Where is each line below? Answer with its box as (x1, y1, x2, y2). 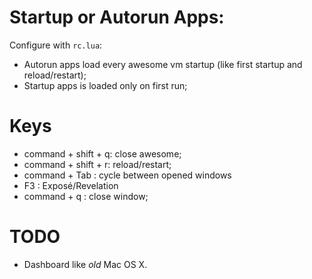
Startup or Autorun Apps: (9, 6, 225, 29)
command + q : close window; (23, 190, 149, 202)
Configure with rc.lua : (9, 39, 103, 51)
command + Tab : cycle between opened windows (23, 169, 232, 181)
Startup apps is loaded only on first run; (23, 79, 188, 91)
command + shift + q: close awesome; (23, 147, 182, 160)
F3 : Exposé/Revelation (23, 179, 119, 191)
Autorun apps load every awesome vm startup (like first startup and (23, 58, 303, 70)
